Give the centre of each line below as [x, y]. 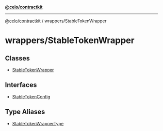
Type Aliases [25, 112]
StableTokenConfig [31, 97]
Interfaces [21, 85]
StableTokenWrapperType [38, 123]
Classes [17, 58]
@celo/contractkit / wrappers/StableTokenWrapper [56, 21]
